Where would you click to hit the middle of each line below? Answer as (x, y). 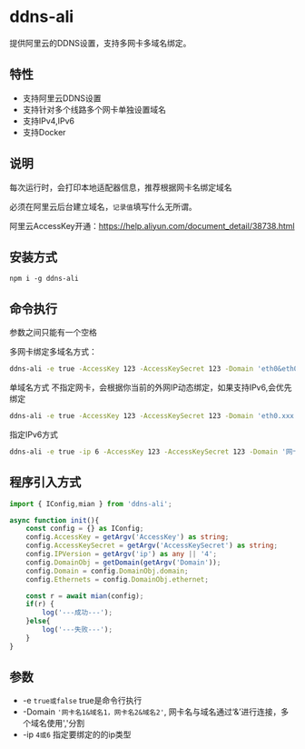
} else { (38, 621)
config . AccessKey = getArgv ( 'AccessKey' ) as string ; (128, 537)
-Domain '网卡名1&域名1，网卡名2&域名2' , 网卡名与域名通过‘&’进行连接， (152, 712)
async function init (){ (54, 520)
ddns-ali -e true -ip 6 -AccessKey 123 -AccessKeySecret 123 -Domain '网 (151, 452)
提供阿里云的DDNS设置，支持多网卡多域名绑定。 (100, 43)
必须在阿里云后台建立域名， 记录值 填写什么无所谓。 (103, 206)
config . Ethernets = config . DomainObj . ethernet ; (117, 579)
